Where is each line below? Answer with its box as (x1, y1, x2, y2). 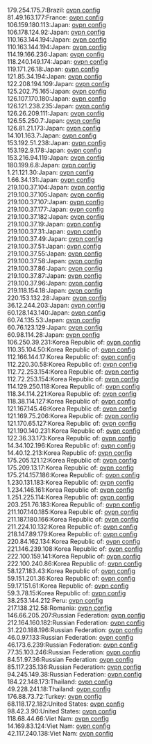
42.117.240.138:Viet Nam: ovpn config (7, 729, 114, 737)
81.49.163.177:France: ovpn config (7, 13, 104, 22)
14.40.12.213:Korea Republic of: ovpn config (7, 449, 133, 457)
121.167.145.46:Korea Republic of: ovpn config (7, 404, 137, 413)
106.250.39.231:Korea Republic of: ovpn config (7, 338, 141, 346)
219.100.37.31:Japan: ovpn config (7, 227, 102, 235)
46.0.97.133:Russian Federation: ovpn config (7, 634, 134, 641)
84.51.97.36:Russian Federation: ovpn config (7, 656, 134, 663)
